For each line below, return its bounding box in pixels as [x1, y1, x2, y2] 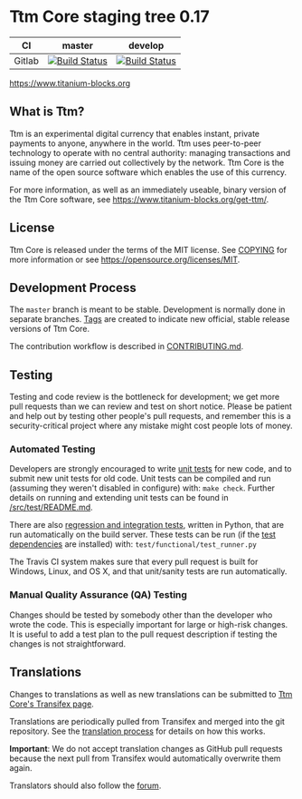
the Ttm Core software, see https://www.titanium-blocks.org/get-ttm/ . [9, 193, 269, 205]
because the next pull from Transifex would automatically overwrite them [9, 753, 281, 764]
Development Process [9, 279, 137, 296]
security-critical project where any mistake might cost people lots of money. [9, 420, 293, 432]
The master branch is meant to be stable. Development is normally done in [9, 304, 286, 315]
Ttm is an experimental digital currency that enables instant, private [9, 128, 260, 139]
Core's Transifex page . [9, 698, 95, 709]
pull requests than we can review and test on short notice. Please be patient [9, 401, 292, 412]
